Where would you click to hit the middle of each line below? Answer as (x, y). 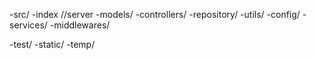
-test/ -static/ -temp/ (52, 44)
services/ (28, 25)
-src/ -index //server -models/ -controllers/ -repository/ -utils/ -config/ (155, 14)
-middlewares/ (80, 25)
